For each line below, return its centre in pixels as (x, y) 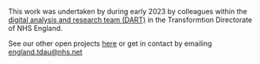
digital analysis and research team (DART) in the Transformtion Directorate (130, 20)
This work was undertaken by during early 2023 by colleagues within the (128, 11)
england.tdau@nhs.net (45, 52)
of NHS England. (35, 28)
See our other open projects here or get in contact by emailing (110, 43)
